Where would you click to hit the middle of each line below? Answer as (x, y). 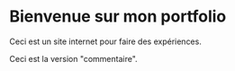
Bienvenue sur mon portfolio (118, 17)
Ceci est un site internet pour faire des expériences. (106, 41)
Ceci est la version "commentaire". (73, 58)
